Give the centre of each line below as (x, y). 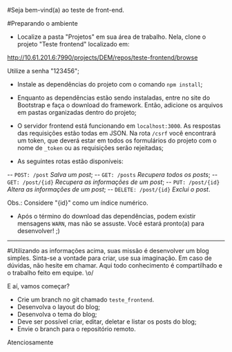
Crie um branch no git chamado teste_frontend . (86, 299)
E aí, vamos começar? (39, 286)
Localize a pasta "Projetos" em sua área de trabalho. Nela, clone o (112, 37)
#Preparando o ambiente (42, 23)
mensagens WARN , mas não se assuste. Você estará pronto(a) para (111, 223)
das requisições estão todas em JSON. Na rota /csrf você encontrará (116, 133)
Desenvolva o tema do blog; (57, 314)
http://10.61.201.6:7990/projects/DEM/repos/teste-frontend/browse (103, 57)
